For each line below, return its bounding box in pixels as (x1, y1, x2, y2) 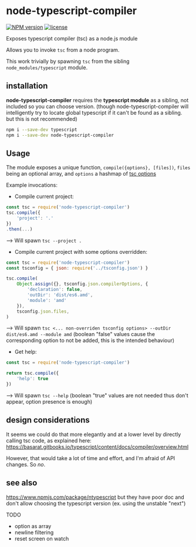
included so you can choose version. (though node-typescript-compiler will (6, 103, 189, 110)
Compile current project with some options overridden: (14, 248, 148, 255)
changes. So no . (6, 461, 46, 468)
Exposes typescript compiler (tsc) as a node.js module (6, 35, 138, 42)
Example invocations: (6, 182, 58, 189)
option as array (14, 522, 52, 529)
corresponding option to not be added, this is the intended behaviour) (6, 337, 175, 344)
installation (6, 81, 48, 91)
